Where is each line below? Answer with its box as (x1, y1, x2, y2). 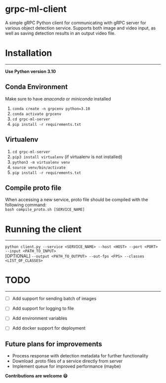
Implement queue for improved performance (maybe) (12, 363, 121, 369)
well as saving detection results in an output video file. (5, 30, 116, 36)
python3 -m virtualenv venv (12, 160, 70, 165)
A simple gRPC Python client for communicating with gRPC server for (5, 20, 147, 26)
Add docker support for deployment (12, 325, 85, 331)
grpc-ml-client (5, 3, 67, 15)
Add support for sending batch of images (12, 296, 97, 302)
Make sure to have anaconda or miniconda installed (5, 96, 111, 102)
